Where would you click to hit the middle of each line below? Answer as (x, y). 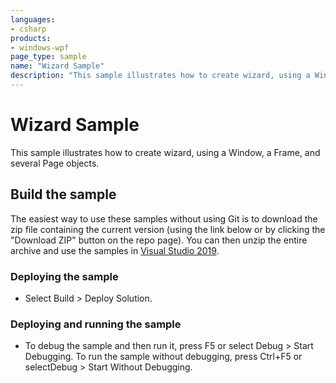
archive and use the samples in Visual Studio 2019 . (115, 250)
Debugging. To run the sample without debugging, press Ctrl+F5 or (163, 357)
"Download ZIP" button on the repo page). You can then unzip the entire (159, 240)
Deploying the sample (64, 276)
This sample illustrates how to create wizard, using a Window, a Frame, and (165, 152)
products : (31, 38)
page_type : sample (48, 57)
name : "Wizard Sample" (57, 66)
